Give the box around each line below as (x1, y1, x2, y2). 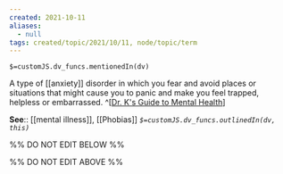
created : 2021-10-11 (9, 12, 87, 22)
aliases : (9, 21, 42, 30)
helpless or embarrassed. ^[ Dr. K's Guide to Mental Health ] (9, 97, 226, 108)
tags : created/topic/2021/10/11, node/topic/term (9, 37, 198, 47)
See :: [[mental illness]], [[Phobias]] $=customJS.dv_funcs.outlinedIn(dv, (9, 114, 276, 125)
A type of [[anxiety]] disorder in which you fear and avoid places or (9, 78, 257, 89)
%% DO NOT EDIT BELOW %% (9, 139, 125, 150)
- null (17, 29, 42, 38)
